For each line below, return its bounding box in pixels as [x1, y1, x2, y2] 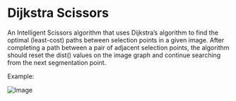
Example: [7, 72, 35, 81]
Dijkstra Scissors [7, 5, 110, 21]
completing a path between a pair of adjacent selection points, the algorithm [7, 43, 230, 52]
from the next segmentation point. [7, 58, 107, 66]
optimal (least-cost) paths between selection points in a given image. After [7, 35, 225, 44]
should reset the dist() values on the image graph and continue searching [7, 51, 221, 59]
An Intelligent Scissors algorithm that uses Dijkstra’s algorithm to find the [7, 28, 219, 37]
